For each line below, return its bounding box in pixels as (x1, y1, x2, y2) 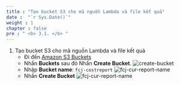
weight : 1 (6, 20, 34, 26)
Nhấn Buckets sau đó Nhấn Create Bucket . (23, 60, 132, 67)
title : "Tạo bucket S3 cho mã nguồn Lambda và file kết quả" (6, 8, 165, 15)
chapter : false (6, 25, 47, 32)
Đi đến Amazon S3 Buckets (23, 53, 92, 61)
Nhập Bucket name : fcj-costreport (23, 66, 113, 73)
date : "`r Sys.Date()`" (6, 14, 71, 20)
